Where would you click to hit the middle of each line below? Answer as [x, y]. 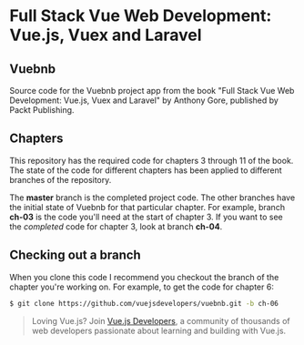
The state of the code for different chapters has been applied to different [146, 170]
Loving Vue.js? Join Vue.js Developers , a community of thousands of [161, 320]
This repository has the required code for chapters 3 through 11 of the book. [152, 160]
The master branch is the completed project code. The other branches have [152, 198]
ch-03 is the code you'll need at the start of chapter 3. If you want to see [147, 217]
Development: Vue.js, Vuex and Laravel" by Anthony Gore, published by [144, 100]
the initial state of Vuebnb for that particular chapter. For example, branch [147, 207]
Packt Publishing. [42, 110]
